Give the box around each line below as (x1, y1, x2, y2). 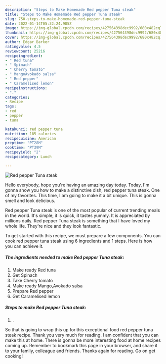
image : (5, 26, 19, 31)
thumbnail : (5, 30, 28, 35)
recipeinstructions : (5, 85, 48, 91)
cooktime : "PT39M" (5, 145, 43, 150)
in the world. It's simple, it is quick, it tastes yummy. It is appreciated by (5, 212, 150, 218)
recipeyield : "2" (5, 150, 41, 155)
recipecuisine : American (5, 136, 56, 141)
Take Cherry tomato (12, 277, 53, 283)
